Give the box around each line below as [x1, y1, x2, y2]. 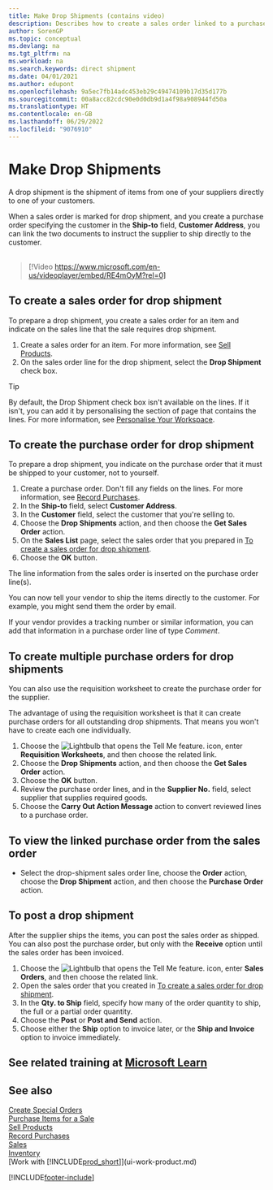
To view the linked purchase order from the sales [8, 833, 261, 847]
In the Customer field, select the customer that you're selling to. [19, 509, 236, 520]
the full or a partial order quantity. [19, 1006, 133, 1016]
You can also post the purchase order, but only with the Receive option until [8, 939, 262, 949]
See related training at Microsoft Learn [8, 1056, 208, 1070]
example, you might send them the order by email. [8, 602, 177, 612]
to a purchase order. [19, 810, 89, 820]
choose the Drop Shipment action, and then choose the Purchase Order [19, 876, 264, 886]
